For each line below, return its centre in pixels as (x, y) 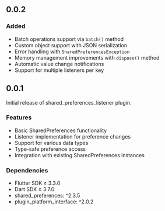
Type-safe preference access (50, 149)
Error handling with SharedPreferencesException (72, 51)
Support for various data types (51, 143)
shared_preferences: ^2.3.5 (47, 196)
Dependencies (27, 170)
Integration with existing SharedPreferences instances (79, 155)
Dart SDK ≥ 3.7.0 (34, 189)
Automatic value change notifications (59, 64)
